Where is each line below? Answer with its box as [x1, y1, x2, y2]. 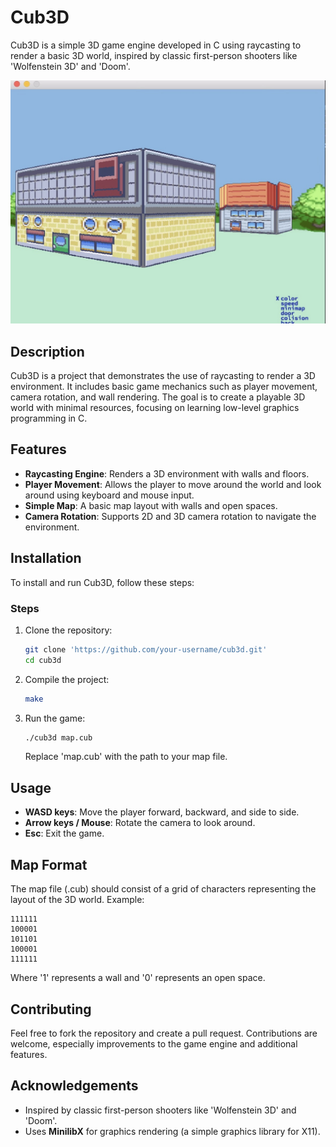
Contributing [10, 1001, 92, 1018]
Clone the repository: [24, 624, 113, 636]
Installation [10, 550, 82, 567]
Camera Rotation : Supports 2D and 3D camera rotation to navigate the [24, 510, 317, 522]
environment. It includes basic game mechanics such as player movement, [10, 381, 318, 393]
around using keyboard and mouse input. [24, 489, 195, 501]
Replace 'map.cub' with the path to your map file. [24, 751, 228, 763]
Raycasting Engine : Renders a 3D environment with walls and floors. [24, 467, 310, 480]
